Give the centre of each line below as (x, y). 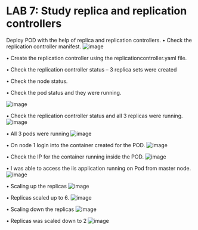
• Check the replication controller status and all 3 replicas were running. (95, 116)
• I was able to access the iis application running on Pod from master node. (99, 168)
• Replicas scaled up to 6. (38, 197)
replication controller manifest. (44, 46)
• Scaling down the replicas (40, 209)
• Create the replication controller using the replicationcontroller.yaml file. (97, 58)
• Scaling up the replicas (37, 186)
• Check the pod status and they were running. (64, 92)
